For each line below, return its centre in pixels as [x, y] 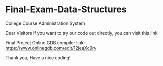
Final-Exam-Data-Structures [66, 9]
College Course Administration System [45, 23]
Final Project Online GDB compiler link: [45, 43]
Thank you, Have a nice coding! [38, 58]
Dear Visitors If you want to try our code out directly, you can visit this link [81, 33]
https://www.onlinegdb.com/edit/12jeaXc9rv [51, 48]
